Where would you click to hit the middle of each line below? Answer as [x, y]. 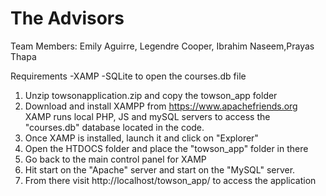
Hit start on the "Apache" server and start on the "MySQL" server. [160, 169]
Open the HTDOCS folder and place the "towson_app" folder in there [166, 148]
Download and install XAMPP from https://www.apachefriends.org [161, 106]
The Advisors [67, 18]
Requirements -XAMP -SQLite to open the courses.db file [128, 76]
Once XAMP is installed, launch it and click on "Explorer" [141, 138]
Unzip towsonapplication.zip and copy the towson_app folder [151, 95]
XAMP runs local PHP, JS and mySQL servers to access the [147, 116]
